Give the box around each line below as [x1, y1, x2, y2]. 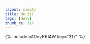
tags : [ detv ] [5, 16, 32, 21]
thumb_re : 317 [5, 20, 34, 26]
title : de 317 [5, 12, 34, 16]
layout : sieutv [5, 7, 36, 12]
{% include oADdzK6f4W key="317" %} [5, 34, 85, 40]
